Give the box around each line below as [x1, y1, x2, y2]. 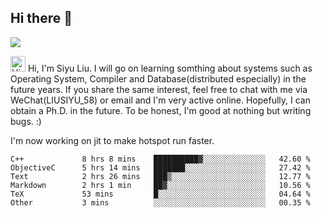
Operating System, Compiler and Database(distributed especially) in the [10, 72, 307, 85]
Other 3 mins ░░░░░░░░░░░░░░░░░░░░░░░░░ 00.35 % [10, 197, 311, 208]
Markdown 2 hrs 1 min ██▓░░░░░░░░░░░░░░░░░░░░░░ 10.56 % [10, 180, 311, 190]
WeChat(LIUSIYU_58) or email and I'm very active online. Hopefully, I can [10, 94, 311, 106]
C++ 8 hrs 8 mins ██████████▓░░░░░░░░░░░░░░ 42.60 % [10, 154, 311, 164]
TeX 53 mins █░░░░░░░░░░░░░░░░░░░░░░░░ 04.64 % [10, 189, 311, 199]
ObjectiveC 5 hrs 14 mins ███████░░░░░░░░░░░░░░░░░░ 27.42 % [10, 162, 311, 173]
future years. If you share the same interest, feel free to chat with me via [10, 83, 308, 95]
